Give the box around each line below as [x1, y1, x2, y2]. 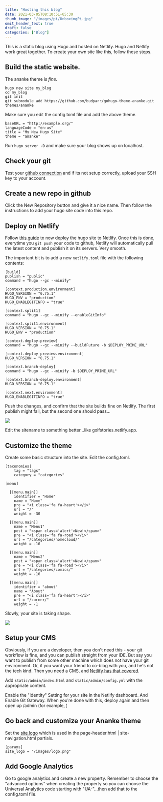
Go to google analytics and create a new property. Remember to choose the [5, 775, 158, 781]
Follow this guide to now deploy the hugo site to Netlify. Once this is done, [5, 235, 155, 241]
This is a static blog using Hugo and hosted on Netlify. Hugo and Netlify [5, 44, 149, 49]
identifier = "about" [14, 585, 58, 589]
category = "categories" [14, 473, 65, 478]
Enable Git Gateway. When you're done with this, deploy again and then [5, 697, 150, 703]
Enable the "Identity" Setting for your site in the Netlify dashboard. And [5, 692, 148, 698]
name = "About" [14, 589, 45, 594]
